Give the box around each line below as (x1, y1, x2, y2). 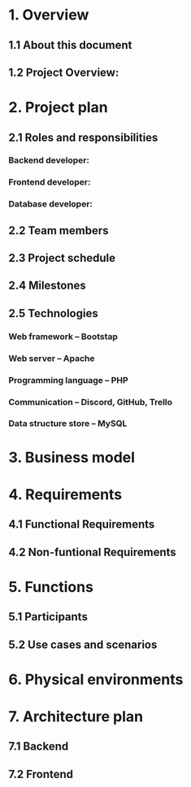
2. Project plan (8, 98, 108, 117)
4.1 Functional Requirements (8, 518, 155, 532)
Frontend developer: (8, 176, 91, 188)
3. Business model (8, 448, 136, 467)
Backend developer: (8, 154, 89, 166)
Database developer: (8, 198, 93, 210)
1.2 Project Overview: (8, 65, 119, 79)
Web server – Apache (8, 352, 95, 363)
